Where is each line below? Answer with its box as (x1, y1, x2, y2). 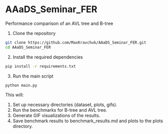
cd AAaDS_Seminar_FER (5, 45, 51, 50)
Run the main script (12, 73, 54, 79)
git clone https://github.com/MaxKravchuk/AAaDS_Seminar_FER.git (5, 40, 146, 45)
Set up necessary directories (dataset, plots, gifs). (12, 102, 118, 108)
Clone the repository (12, 30, 56, 36)
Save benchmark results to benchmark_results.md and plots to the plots (12, 118, 163, 124)
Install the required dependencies (12, 54, 83, 60)
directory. (12, 123, 33, 129)
